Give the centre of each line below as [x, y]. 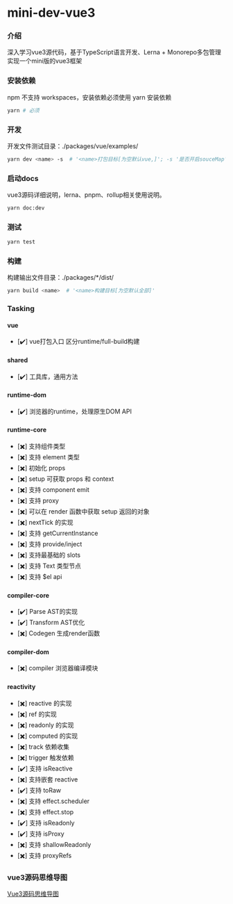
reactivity [21, 687]
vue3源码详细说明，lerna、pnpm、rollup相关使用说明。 [86, 195]
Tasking [21, 309]
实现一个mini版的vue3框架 [45, 61]
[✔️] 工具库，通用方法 [48, 376]
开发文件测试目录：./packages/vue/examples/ [73, 146]
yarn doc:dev [26, 208]
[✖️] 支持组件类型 [41, 446]
